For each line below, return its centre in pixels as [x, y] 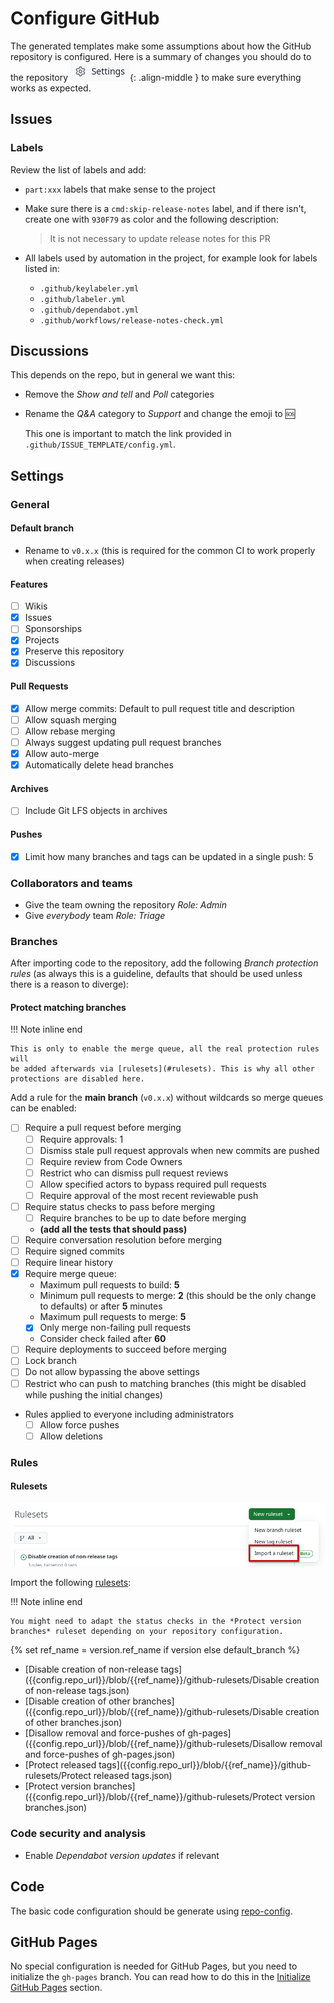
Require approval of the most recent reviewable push [149, 1195]
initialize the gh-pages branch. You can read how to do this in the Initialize [161, 1977]
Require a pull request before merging [103, 1128]
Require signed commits [74, 1251]
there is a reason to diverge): [70, 984]
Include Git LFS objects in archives [96, 811]
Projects [42, 640]
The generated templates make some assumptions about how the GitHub [161, 46]
